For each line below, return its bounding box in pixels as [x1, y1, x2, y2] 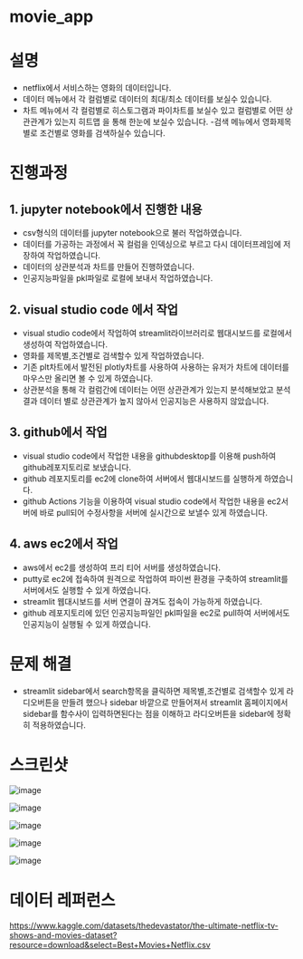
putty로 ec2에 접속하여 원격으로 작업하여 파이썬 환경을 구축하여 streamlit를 [22, 573, 289, 584]
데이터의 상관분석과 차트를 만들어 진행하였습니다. [22, 261, 194, 273]
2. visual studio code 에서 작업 [9, 302, 179, 317]
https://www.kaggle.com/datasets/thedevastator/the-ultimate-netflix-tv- [9, 920, 279, 931]
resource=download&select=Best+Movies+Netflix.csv [9, 940, 211, 951]
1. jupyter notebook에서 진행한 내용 [9, 201, 203, 217]
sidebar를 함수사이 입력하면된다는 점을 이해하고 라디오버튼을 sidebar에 [22, 708, 275, 719]
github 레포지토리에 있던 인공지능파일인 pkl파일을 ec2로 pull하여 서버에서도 [22, 607, 290, 618]
